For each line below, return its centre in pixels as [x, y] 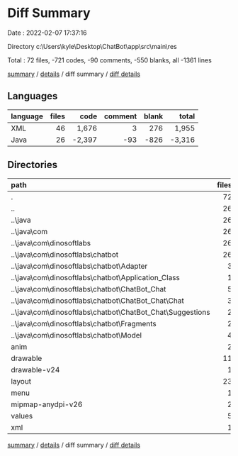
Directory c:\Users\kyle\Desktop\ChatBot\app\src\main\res [92, 46]
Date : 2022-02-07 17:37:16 [47, 33]
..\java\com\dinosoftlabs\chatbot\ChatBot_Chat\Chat [97, 301]
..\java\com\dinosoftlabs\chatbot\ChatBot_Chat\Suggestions [110, 312]
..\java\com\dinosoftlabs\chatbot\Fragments [84, 323]
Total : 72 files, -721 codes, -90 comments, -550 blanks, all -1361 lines [110, 60]
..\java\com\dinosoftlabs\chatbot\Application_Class [96, 277]
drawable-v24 [35, 369]
